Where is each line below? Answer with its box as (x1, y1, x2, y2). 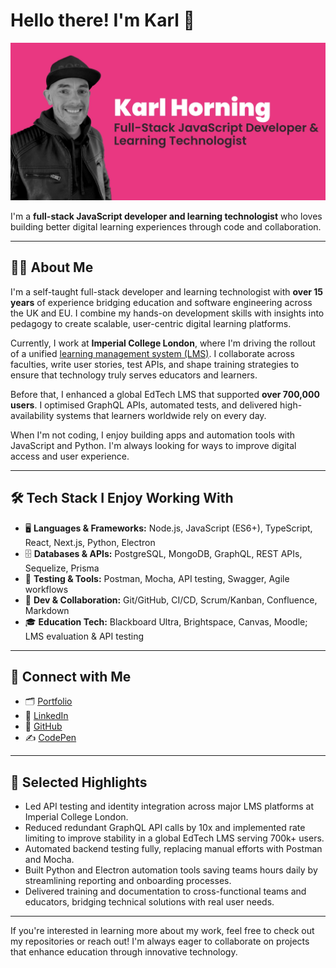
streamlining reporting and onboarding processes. (24, 875, 232, 887)
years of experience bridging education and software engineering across (10, 296, 313, 308)
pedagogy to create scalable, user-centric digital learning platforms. (10, 317, 292, 329)
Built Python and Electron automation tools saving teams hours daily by (24, 864, 318, 876)
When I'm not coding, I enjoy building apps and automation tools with (10, 429, 296, 441)
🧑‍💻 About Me (10, 259, 94, 276)
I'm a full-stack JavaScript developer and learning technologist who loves (10, 210, 323, 222)
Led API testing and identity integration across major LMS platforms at (24, 800, 315, 813)
